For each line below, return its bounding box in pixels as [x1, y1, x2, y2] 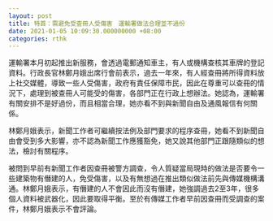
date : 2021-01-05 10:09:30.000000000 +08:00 [8, 27, 162, 35]
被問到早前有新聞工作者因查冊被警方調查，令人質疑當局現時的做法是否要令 [8, 163, 258, 173]
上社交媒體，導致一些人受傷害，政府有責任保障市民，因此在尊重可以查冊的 [8, 78, 258, 88]
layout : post [8, 11, 53, 20]
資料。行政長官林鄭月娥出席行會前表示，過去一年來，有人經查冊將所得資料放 [8, 68, 265, 78]
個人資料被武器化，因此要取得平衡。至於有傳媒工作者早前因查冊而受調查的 [8, 194, 258, 204]
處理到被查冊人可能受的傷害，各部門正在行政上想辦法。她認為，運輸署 [29, 89, 265, 98]
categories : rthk [8, 34, 67, 43]
